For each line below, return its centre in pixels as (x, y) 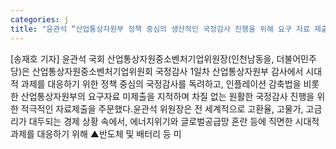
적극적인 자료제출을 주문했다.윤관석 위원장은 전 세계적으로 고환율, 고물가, (162, 108)
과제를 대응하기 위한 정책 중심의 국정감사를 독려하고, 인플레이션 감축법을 (161, 83)
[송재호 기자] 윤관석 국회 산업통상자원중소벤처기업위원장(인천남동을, (142, 58)
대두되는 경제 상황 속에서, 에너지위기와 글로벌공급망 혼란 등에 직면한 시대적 (174, 121)
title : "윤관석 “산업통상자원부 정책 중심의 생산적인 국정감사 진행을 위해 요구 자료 (160, 29)
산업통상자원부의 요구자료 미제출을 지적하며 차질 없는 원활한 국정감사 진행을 (167, 96)
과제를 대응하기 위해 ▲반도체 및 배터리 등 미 (96, 133)
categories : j (40, 19)
